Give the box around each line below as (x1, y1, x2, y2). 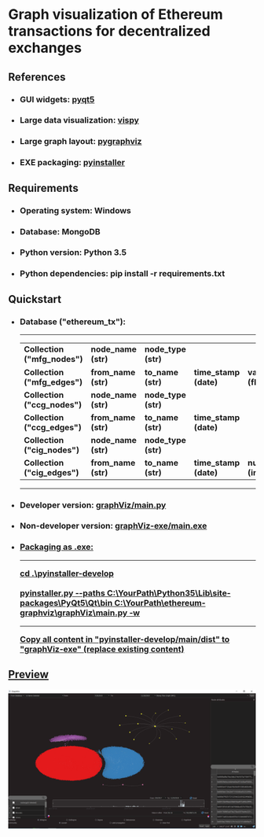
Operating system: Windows (19, 205, 132, 216)
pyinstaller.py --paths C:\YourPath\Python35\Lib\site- (19, 588, 231, 599)
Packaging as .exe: (19, 541, 94, 552)
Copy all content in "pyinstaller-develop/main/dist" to (19, 633, 230, 644)
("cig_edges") (23, 467, 79, 478)
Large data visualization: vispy (19, 115, 140, 126)
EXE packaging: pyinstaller (19, 157, 126, 168)
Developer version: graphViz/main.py (19, 500, 167, 511)
